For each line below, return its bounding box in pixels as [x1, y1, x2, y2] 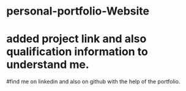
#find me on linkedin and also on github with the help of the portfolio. [6, 78, 180, 86]
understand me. [6, 58, 90, 72]
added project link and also [6, 32, 147, 46]
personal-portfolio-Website [6, 4, 150, 18]
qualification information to [6, 45, 148, 59]
